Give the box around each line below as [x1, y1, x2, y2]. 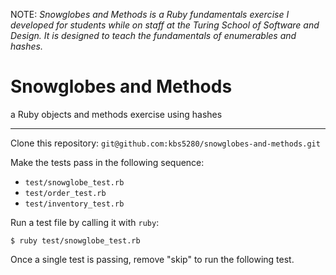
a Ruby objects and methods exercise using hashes [10, 108, 223, 120]
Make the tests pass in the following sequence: [10, 156, 205, 168]
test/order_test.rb [24, 188, 107, 198]
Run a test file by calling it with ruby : [10, 216, 160, 228]
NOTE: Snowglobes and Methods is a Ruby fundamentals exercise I [10, 9, 290, 20]
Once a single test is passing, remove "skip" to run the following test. [10, 253, 295, 265]
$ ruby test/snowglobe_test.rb [10, 235, 141, 246]
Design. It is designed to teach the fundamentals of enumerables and [10, 30, 297, 41]
